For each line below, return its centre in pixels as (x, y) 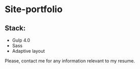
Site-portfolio (34, 9)
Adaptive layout (28, 51)
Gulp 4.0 (21, 40)
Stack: (15, 28)
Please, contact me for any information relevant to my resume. (70, 61)
